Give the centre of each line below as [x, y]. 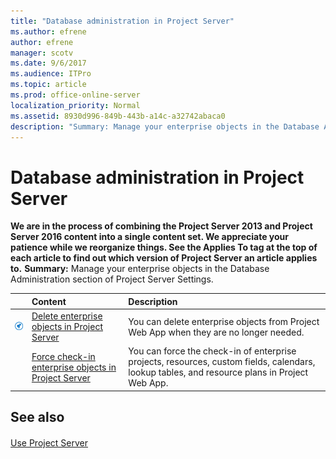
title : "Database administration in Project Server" [122, 21]
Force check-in [63, 356]
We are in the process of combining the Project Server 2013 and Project [161, 226]
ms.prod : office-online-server [75, 95]
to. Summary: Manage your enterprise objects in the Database [140, 269]
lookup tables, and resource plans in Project [218, 372]
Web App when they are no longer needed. [216, 332]
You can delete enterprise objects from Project [224, 321]
